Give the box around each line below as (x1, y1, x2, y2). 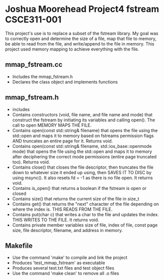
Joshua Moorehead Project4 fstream (5, 3, 160, 15)
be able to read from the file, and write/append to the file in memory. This (5, 41, 155, 47)
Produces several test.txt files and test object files (12, 265, 115, 271)
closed (12, 190, 26, 196)
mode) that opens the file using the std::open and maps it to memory (12, 148, 152, 154)
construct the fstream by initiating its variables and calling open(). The (12, 117, 156, 123)
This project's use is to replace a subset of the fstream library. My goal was (5, 30, 159, 36)
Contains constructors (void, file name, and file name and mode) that (12, 111, 153, 117)
